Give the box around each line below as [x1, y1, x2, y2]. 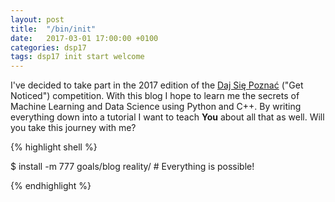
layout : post [10, 14, 65, 25]
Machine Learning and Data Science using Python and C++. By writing [10, 101, 302, 113]
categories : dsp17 [10, 42, 87, 53]
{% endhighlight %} [10, 180, 92, 192]
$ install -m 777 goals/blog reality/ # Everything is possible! [10, 161, 255, 173]
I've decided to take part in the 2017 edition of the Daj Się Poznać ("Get [10, 79, 304, 91]
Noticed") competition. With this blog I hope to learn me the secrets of [10, 90, 300, 102]
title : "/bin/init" [10, 24, 97, 34]
